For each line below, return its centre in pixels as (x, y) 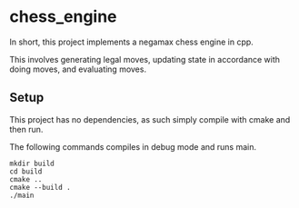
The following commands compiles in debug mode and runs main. (133, 146)
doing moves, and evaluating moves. (78, 69)
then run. (26, 129)
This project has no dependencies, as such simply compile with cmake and (150, 119)
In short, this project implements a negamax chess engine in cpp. (132, 42)
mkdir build (32, 163)
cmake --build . (40, 187)
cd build (26, 171)
